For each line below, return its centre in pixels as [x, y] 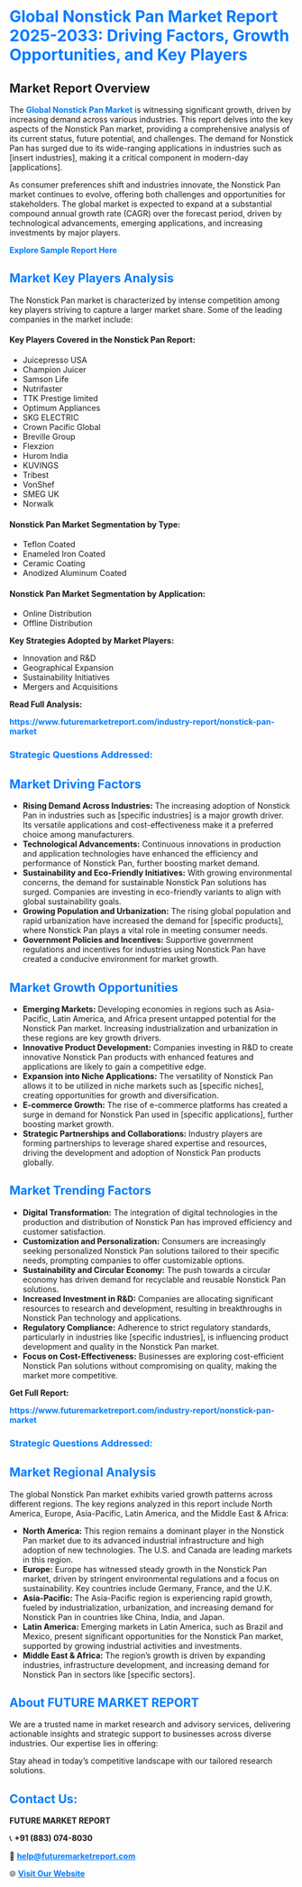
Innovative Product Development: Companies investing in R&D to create [158, 1047]
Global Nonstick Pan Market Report [144, 17]
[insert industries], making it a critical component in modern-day [129, 158]
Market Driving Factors [75, 784]
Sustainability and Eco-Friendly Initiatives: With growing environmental [157, 873]
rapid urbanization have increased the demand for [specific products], [153, 921]
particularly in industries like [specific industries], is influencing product [156, 1337]
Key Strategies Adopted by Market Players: [92, 641]
